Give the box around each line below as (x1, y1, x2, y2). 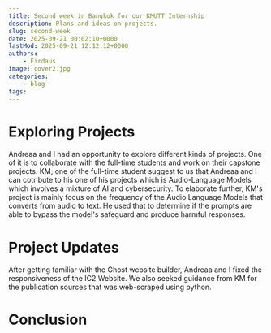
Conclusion (8, 310, 88, 329)
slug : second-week (8, 27, 71, 35)
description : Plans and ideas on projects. (8, 19, 158, 28)
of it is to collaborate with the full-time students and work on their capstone (8, 158, 261, 167)
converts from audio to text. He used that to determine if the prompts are (8, 201, 252, 211)
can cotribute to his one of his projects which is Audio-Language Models (8, 175, 252, 185)
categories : (8, 72, 49, 80)
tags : (8, 87, 27, 96)
